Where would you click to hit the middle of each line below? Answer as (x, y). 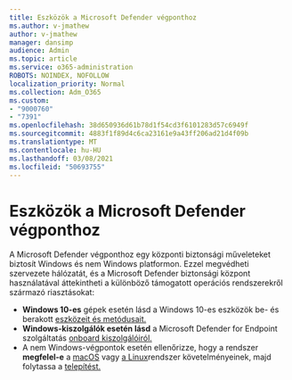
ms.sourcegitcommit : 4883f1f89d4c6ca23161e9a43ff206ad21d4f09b (129, 134)
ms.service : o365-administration (71, 68)
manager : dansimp (41, 42)
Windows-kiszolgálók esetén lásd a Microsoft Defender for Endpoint (150, 329)
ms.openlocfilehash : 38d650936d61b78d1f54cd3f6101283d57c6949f (129, 126)
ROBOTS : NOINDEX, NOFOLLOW (59, 76)
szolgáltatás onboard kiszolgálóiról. (87, 338)
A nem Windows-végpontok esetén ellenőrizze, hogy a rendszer (140, 348)
